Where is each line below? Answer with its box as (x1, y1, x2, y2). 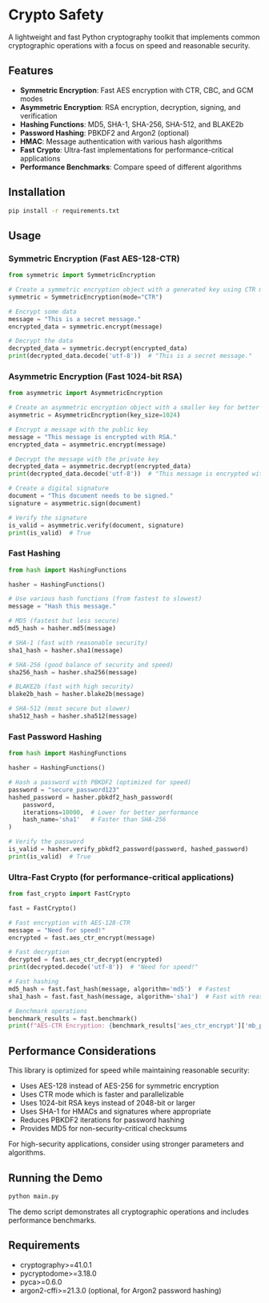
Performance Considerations (8, 1044, 156, 1057)
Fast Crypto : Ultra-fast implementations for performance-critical (19, 145, 234, 154)
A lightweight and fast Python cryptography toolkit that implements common (8, 32, 260, 42)
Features (8, 64, 54, 78)
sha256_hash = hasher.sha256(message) (8, 668, 138, 676)
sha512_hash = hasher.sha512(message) (8, 712, 138, 720)
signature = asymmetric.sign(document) (8, 499, 142, 507)
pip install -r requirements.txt (8, 206, 120, 214)
